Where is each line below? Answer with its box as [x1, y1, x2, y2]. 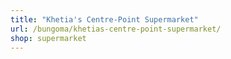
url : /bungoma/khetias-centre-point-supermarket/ [10, 24, 222, 34]
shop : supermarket [10, 33, 87, 43]
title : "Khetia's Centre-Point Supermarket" [10, 14, 199, 25]
